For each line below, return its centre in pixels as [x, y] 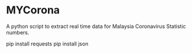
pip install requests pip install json [47, 44]
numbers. [18, 32]
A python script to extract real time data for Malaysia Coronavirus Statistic [96, 26]
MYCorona [33, 10]
